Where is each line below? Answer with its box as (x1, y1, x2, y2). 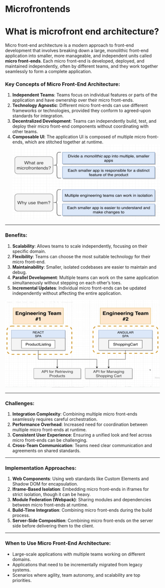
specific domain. (12, 248, 46, 254)
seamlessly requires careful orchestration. (12, 416, 98, 422)
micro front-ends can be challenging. (12, 437, 87, 443)
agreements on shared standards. (12, 448, 81, 454)
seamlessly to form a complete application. (5, 69, 92, 74)
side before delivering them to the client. (12, 523, 94, 529)
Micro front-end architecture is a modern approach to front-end (5, 42, 134, 48)
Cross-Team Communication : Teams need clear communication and (12, 443, 152, 449)
